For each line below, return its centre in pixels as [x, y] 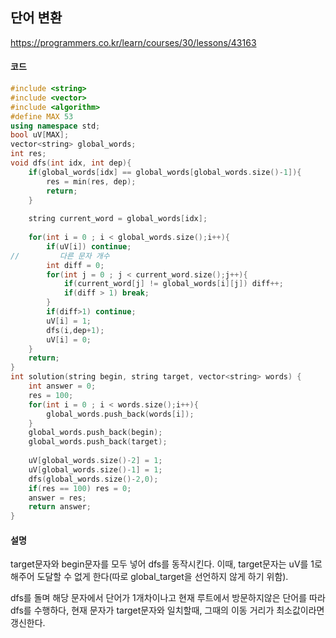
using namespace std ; [55, 126]
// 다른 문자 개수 [60, 256]
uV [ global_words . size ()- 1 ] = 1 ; [95, 469]
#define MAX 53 [42, 116]
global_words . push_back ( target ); [98, 442]
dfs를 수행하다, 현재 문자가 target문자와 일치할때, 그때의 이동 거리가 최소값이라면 [167, 610]
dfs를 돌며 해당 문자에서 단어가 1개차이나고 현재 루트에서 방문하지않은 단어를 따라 [168, 598]
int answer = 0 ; [62, 386]
